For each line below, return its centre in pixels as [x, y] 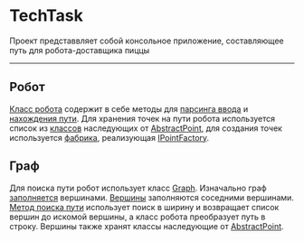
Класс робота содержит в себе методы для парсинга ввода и [129, 108]
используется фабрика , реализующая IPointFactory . [109, 137]
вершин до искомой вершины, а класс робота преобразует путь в [138, 217]
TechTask [46, 16]
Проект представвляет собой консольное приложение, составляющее [147, 41]
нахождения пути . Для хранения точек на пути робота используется [142, 118]
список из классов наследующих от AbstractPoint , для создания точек [146, 128]
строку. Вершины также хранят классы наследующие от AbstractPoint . [147, 226]
